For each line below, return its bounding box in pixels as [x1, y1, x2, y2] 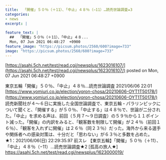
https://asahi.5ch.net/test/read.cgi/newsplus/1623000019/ [5, 149, 124, 155]
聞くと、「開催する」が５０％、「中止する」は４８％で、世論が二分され [18, 107, 161, 113]
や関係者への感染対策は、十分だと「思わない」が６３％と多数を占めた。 [5, 131, 152, 137]
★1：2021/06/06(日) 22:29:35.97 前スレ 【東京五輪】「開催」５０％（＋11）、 [5, 137, 161, 143]
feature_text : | [5, 30, 39, 35]
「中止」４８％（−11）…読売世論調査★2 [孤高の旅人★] [5, 144, 118, 150]
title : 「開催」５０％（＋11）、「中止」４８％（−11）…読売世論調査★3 [5, 7, 132, 12]
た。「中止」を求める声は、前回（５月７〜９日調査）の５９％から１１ [5, 113, 146, 119]
